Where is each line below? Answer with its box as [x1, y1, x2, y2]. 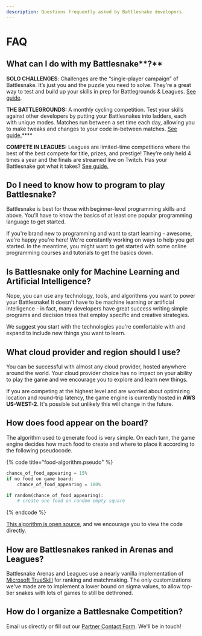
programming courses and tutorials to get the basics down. [6, 249, 154, 257]
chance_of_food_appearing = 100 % [17, 481, 101, 487]
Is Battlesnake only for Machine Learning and [6, 266, 180, 277]
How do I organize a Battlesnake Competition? [6, 606, 183, 617]
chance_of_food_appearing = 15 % [6, 470, 87, 476]
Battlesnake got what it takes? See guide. [6, 162, 109, 170]
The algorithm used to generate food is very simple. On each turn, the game [6, 434, 195, 441]
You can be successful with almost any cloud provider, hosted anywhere [6, 363, 187, 370]
